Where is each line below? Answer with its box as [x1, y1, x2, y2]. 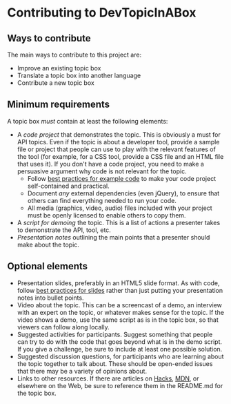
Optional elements [7, 260, 88, 272]
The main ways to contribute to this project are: [7, 50, 142, 59]
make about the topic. [17, 240, 79, 249]
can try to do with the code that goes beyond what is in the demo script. [17, 337, 223, 346]
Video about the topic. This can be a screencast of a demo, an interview [17, 300, 223, 309]
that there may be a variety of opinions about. [17, 367, 147, 375]
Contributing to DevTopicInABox [7, 5, 197, 21]
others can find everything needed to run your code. [27, 196, 177, 204]
